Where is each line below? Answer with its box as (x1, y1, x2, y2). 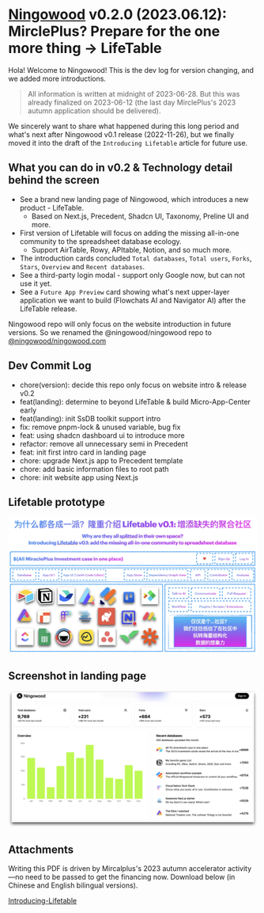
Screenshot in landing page (8, 669, 146, 683)
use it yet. (19, 279, 52, 288)
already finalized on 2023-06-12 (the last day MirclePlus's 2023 (27, 97, 236, 107)
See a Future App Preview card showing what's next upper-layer (19, 287, 230, 296)
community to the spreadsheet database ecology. (19, 236, 182, 246)
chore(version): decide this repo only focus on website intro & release (19, 380, 247, 390)
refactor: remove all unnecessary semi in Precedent (19, 439, 188, 448)
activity (228, 864, 252, 873)
